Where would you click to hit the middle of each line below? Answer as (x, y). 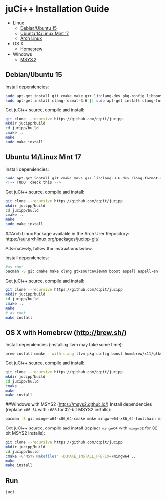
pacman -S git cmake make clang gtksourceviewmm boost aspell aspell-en (82, 271)
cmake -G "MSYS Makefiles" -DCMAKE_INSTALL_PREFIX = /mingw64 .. (71, 456)
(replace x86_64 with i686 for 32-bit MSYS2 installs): (59, 410)
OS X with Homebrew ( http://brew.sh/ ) (66, 333)
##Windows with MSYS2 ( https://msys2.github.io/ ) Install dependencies (79, 404)
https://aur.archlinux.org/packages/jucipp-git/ (52, 239)
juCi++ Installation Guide (58, 9)
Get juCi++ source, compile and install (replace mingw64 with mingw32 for (78, 428)
